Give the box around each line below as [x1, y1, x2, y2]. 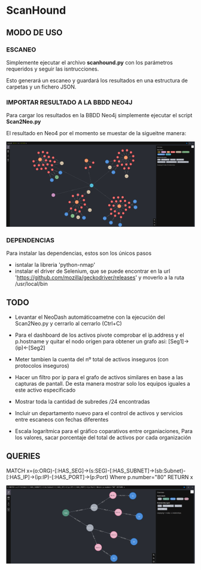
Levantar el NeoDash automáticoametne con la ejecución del [14, 313, 166, 321]
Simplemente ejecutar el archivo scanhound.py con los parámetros [6, 59, 173, 66]
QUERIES [6, 451, 41, 461]
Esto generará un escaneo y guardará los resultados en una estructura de [6, 77, 188, 84]
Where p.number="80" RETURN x [109, 473, 193, 480]
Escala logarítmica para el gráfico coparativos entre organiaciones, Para [14, 427, 193, 434]
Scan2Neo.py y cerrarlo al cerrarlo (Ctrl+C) [14, 319, 123, 327]
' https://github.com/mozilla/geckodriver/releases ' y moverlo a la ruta [14, 274, 184, 281]
